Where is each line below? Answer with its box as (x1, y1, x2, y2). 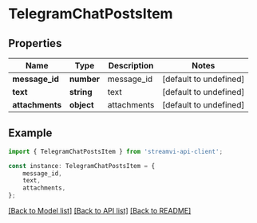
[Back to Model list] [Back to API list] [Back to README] (8, 206, 192, 216)
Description (108, 61, 154, 71)
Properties (8, 37, 62, 50)
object (69, 100, 94, 110)
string (69, 87, 93, 97)
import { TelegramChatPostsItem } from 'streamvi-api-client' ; (8, 147, 223, 155)
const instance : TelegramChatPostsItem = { (8, 162, 156, 170)
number (69, 73, 101, 84)
